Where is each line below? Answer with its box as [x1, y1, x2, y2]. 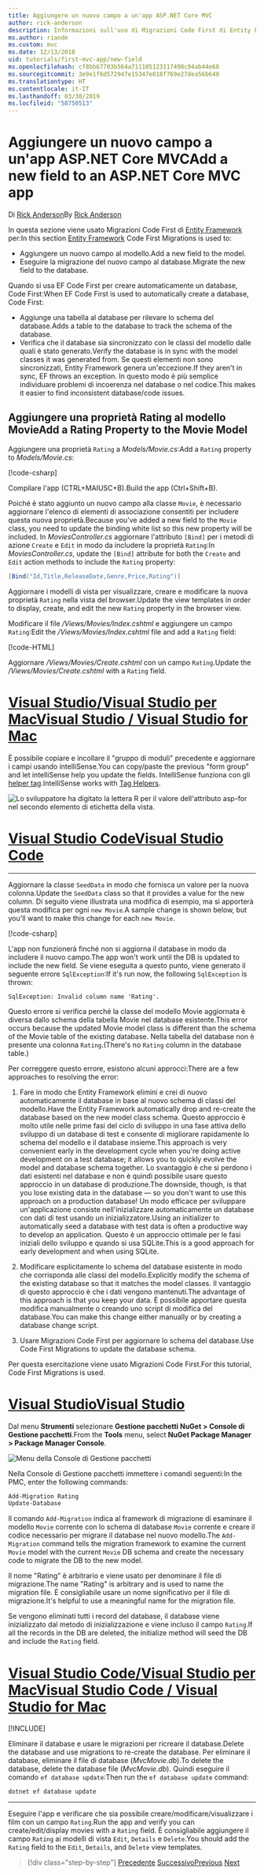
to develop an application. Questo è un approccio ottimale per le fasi [19, 1229, 241, 1239]
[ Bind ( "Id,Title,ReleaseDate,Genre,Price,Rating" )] [8, 572, 181, 580]
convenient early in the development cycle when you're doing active [19, 1146, 241, 1155]
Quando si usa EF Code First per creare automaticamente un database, [8, 281, 238, 290]
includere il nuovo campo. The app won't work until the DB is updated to [8, 952, 240, 962]
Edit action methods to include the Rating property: [8, 557, 176, 566]
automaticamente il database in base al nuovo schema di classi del [19, 1095, 236, 1105]
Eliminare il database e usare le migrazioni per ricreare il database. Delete [8, 1739, 244, 1749]
